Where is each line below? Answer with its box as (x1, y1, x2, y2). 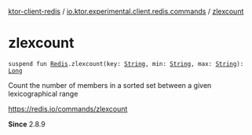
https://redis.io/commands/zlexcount (8, 104, 128, 113)
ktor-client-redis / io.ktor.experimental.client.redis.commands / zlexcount (8, 7, 244, 16)
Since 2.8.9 (8, 119, 46, 129)
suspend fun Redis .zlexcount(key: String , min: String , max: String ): (8, 60, 244, 67)
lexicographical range (8, 89, 79, 98)
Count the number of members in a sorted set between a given (8, 80, 212, 89)
